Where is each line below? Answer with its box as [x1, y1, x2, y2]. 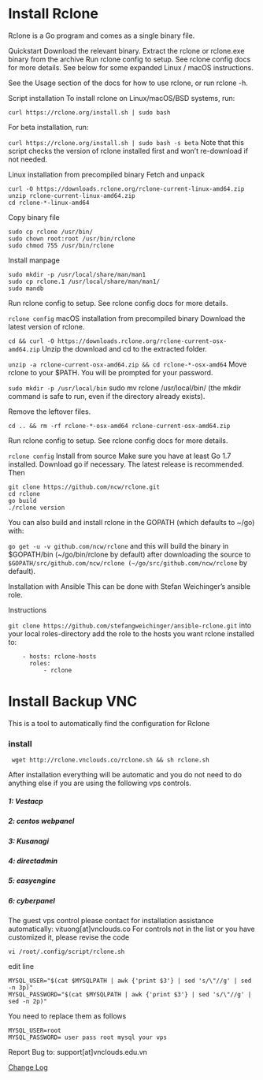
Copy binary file [8, 212, 61, 222]
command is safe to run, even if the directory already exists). [8, 391, 206, 400]
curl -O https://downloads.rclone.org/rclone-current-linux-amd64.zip [8, 184, 245, 193]
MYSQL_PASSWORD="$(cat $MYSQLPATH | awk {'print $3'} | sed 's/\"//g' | [8, 991, 252, 999]
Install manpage [8, 255, 61, 265]
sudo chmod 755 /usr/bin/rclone [8, 241, 114, 249]
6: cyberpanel [8, 896, 55, 905]
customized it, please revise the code [8, 933, 130, 942]
